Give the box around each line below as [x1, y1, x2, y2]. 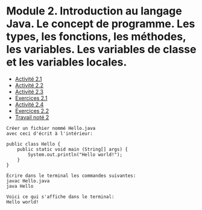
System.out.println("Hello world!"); [28, 152, 122, 158]
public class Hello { [6, 141, 61, 147]
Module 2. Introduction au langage [6, 4, 182, 18]
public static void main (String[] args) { [17, 146, 128, 152]
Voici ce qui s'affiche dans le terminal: [6, 194, 115, 200]
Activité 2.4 [14, 100, 44, 108]
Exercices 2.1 [14, 94, 48, 102]
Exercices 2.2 [14, 107, 49, 114]
